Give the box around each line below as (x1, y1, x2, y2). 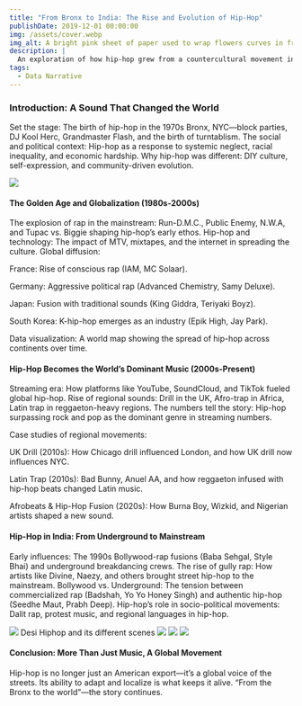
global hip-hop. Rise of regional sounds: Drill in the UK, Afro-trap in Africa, (9, 393, 285, 404)
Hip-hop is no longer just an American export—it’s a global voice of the (9, 667, 272, 678)
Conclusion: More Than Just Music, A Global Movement (9, 648, 223, 658)
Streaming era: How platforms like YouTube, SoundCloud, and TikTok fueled (9, 383, 290, 394)
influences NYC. (9, 456, 70, 468)
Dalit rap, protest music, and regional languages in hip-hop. (9, 608, 229, 619)
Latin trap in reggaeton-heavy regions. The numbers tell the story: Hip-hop (9, 402, 287, 414)
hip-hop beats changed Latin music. (9, 483, 144, 495)
